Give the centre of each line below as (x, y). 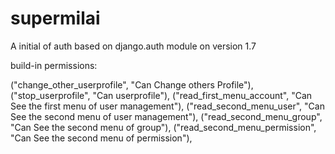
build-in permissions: (54, 65)
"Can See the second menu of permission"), (101, 138)
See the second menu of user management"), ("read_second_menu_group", (166, 116)
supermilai (55, 18)
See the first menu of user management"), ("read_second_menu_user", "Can (167, 106)
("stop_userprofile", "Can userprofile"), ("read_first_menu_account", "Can (161, 95)
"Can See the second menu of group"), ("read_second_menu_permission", (163, 127)
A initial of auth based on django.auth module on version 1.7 (133, 46)
